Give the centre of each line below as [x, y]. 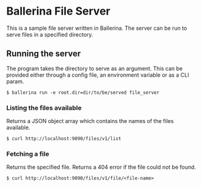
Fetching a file [28, 153]
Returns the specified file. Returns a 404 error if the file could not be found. [101, 167]
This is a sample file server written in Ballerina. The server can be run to [97, 28]
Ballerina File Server [59, 11]
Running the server [44, 54]
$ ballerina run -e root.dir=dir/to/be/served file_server [83, 93]
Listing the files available [44, 108]
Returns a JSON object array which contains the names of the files [90, 121]
